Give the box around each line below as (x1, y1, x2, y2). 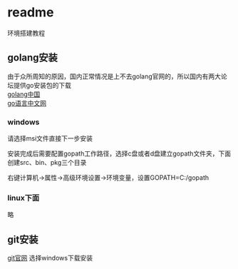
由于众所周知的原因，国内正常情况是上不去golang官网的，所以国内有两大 (7, 72, 222, 81)
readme (7, 4, 54, 21)
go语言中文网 (7, 98, 46, 107)
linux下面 (7, 193, 40, 203)
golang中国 (7, 90, 41, 98)
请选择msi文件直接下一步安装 (7, 134, 93, 143)
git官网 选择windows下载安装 (7, 254, 93, 263)
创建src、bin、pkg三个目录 (7, 158, 87, 167)
